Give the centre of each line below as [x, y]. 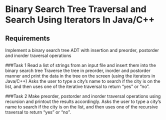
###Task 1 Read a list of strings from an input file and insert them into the [81, 65]
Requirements [27, 38]
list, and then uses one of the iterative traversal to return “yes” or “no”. [77, 86]
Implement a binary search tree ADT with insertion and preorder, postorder [82, 50]
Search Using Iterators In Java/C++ [80, 20]
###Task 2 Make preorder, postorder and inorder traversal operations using [83, 96]
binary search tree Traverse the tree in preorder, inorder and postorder [78, 70]
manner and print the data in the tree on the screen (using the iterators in [80, 76]
